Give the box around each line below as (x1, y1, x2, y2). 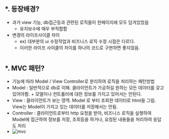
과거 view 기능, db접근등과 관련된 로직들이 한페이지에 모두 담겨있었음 (12, 19, 149, 25)
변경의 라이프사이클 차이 (12, 32, 60, 38)
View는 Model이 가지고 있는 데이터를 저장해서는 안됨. (12, 103, 118, 110)
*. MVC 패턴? (5, 64, 45, 73)
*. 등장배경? (5, 5, 40, 14)
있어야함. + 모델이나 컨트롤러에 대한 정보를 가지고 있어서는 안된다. (12, 91, 142, 97)
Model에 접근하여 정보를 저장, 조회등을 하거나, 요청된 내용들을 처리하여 (12, 116, 152, 123)
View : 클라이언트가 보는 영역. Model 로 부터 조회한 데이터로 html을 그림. (12, 97, 156, 103)
